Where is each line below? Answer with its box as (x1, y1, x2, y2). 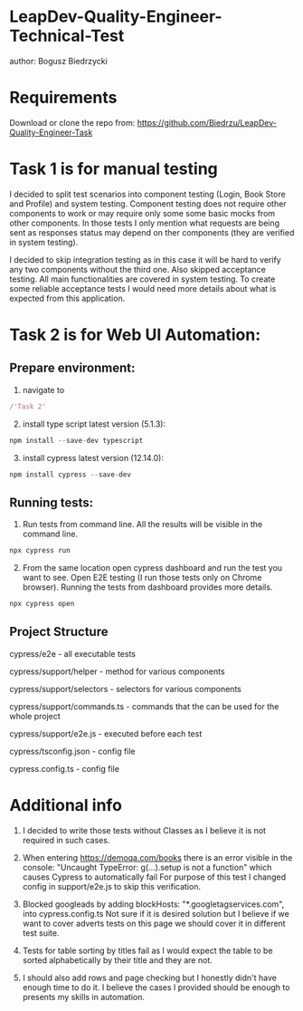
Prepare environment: (9, 361, 136, 376)
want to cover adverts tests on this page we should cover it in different (22, 918, 287, 929)
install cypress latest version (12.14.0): (22, 452, 165, 463)
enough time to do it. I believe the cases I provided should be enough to (22, 981, 290, 993)
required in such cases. (22, 834, 110, 845)
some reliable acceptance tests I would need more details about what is (9, 283, 277, 294)
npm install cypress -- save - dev (9, 469, 131, 479)
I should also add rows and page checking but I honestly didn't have (22, 972, 278, 983)
